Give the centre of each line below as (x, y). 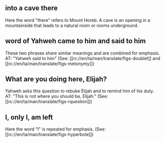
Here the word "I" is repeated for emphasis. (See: (55, 129)
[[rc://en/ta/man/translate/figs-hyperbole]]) (49, 135)
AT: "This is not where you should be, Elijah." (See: (57, 96)
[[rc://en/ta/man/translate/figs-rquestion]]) (49, 102)
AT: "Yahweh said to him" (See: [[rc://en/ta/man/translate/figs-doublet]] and (83, 58)
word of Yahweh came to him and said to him (76, 41)
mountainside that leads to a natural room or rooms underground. (72, 25)
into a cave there (31, 8)
